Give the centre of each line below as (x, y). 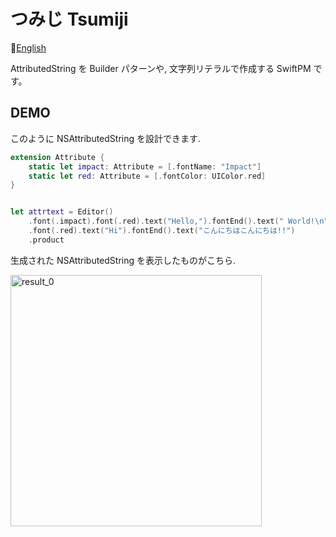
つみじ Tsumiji (69, 19)
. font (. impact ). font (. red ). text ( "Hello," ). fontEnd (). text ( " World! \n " (178, 221)
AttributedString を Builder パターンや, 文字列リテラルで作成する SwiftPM (161, 68)
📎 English (28, 47)
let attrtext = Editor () (62, 212)
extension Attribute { (57, 157)
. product (46, 240)
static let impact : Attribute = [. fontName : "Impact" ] (145, 166)
